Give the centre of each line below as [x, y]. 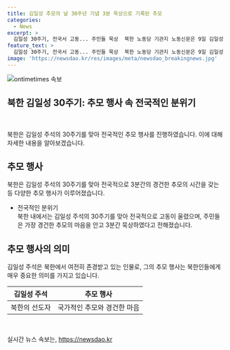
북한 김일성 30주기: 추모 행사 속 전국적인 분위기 [102, 103]
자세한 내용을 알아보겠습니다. [46, 143]
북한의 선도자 [31, 308]
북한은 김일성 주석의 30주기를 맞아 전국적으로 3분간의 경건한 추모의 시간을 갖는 [113, 184]
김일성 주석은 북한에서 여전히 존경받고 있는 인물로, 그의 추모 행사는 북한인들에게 [114, 267]
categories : [24, 20]
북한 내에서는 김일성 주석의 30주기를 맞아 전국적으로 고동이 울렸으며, [109, 216]
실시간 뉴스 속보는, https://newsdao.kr [60, 340]
